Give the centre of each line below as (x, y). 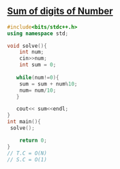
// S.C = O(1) (27, 159)
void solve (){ (27, 46)
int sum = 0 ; (38, 65)
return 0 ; (33, 140)
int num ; (32, 52)
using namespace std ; (38, 34)
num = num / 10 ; (38, 90)
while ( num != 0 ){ (37, 77)
